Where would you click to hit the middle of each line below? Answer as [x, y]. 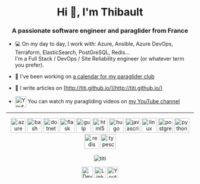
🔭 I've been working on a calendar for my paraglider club [85, 77]
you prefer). [29, 65]
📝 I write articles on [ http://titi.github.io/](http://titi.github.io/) [88, 88]
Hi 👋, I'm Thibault [100, 12]
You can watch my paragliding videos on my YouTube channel [104, 101]
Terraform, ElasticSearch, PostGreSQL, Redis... [72, 52]
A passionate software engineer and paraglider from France [100, 31]
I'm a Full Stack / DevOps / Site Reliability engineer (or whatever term [99, 59]
